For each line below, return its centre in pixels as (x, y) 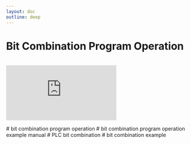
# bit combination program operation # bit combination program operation (95, 129)
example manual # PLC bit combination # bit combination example (86, 135)
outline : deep (24, 17)
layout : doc (21, 11)
